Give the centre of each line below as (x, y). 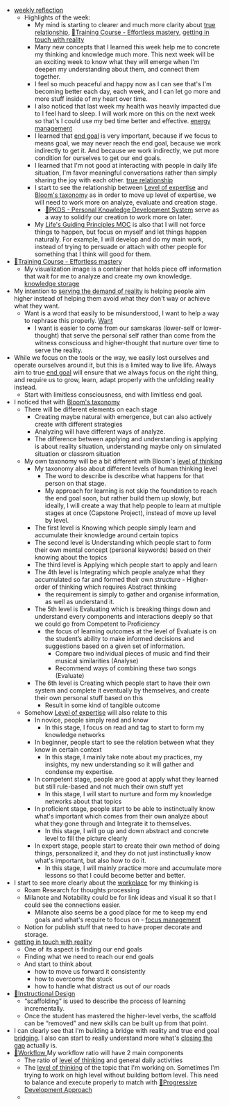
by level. (57, 520)
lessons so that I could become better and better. (115, 875)
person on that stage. (75, 483)
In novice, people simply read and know (92, 720)
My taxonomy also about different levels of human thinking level (126, 468)
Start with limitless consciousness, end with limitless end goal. (113, 395)
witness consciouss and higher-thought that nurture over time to (127, 343)
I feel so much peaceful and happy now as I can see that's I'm (123, 84)
